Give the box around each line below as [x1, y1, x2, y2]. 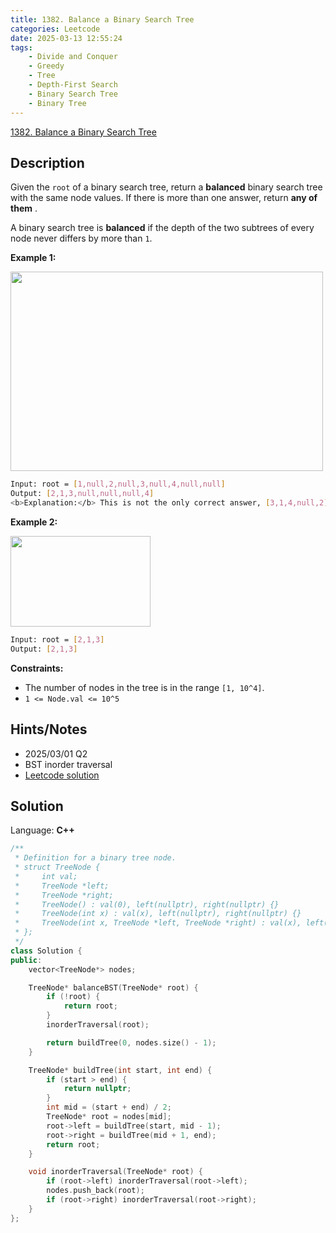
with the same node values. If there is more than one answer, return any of [10, 192, 318, 204]
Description [10, 154, 85, 171]
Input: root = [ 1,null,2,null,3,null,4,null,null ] [10, 479, 226, 490]
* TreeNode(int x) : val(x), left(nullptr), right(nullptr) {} [14, 909, 302, 919]
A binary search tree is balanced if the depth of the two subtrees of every [10, 222, 315, 234]
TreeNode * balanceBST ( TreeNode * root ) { [28, 982, 199, 993]
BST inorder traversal [24, 758, 113, 770]
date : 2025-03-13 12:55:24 [10, 33, 123, 43]
